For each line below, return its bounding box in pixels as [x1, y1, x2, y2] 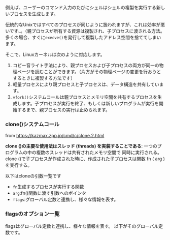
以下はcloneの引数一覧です [5, 173, 62, 179]
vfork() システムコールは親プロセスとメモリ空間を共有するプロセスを [12, 94, 158, 100]
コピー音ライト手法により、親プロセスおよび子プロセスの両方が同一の [12, 63, 159, 68]
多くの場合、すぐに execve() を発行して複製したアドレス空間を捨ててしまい [5, 35, 161, 40]
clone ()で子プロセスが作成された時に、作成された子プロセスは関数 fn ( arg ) [5, 156, 165, 162]
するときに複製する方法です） [12, 75, 75, 81]
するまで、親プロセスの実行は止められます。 [17, 107, 110, 113]
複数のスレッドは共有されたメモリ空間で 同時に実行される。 [36, 149, 162, 156]
